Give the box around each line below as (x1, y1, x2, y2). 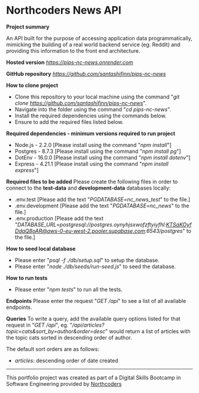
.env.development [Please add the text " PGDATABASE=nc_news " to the (14, 202, 190, 209)
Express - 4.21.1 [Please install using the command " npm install (14, 160, 169, 167)
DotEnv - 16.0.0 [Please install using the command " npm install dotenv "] (14, 154, 191, 161)
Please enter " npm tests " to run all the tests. (14, 286, 123, 293)
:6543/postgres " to (145, 227, 191, 234)
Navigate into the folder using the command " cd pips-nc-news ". (14, 106, 172, 113)
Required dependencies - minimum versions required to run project (6, 130, 176, 137)
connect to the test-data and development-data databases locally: (6, 184, 171, 191)
